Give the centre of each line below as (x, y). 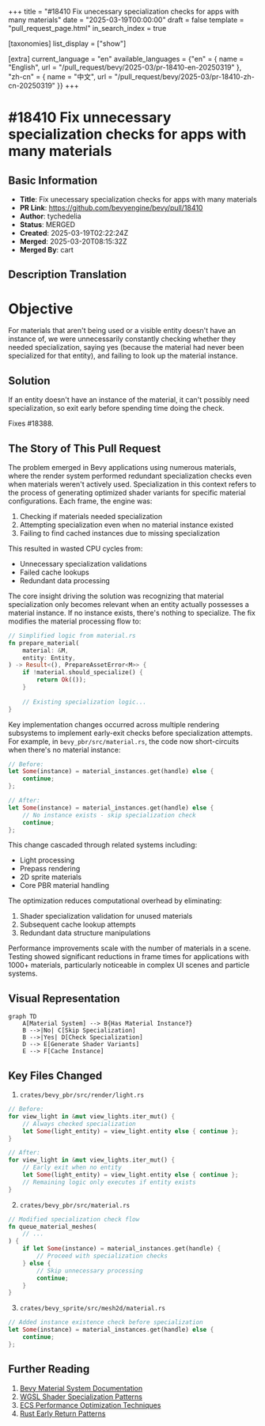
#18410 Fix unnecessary (90, 118)
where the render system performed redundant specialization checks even (130, 476)
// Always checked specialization (79, 1124)
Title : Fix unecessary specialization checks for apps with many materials (138, 199)
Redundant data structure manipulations (85, 933)
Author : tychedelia (50, 216)
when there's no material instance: (64, 749)
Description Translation (68, 275)
